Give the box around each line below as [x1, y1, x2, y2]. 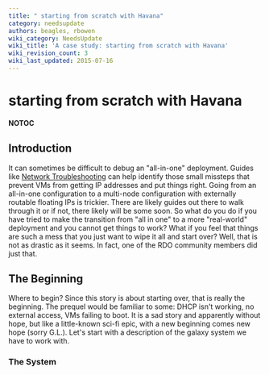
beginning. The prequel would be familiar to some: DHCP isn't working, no [8, 302, 255, 311]
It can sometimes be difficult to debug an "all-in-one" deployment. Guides [8, 163, 254, 173]
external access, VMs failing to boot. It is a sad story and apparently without [8, 310, 261, 320]
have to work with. [8, 336, 70, 346]
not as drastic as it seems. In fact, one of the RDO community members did [8, 240, 258, 250]
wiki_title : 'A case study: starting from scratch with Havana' [8, 42, 229, 50]
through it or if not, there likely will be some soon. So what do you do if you [8, 206, 258, 215]
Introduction [8, 142, 72, 156]
